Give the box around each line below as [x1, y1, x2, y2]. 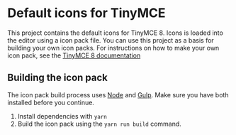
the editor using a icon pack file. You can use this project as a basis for [7, 36, 214, 44]
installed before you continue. [7, 98, 94, 107]
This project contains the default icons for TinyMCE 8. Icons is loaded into [7, 28, 223, 37]
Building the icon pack [7, 72, 108, 84]
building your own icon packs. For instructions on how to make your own [7, 43, 220, 52]
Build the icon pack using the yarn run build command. [17, 119, 182, 128]
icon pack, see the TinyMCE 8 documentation [7, 51, 141, 60]
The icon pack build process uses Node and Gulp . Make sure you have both [7, 90, 229, 99]
